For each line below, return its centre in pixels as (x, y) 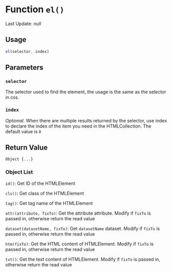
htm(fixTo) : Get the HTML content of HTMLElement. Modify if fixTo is (80, 244)
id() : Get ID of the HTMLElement (40, 183)
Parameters (24, 68)
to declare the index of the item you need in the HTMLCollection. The (78, 126)
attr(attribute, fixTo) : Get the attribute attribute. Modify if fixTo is (78, 213)
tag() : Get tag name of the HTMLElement (49, 203)
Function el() (35, 9)
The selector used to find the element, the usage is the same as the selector (86, 92)
